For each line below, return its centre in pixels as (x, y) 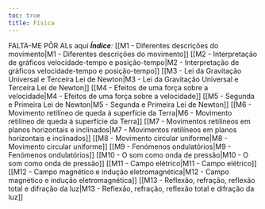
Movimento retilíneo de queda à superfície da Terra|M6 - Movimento (120, 112)
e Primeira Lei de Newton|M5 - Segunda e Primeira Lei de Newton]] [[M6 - (130, 104)
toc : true (25, 15)
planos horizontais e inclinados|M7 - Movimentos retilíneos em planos (123, 129)
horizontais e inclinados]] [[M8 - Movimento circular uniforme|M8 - (118, 138)
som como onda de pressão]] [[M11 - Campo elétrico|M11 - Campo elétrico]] (132, 163)
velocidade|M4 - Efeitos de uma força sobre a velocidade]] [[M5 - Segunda (132, 96)
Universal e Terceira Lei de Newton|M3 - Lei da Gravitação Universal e (124, 79)
